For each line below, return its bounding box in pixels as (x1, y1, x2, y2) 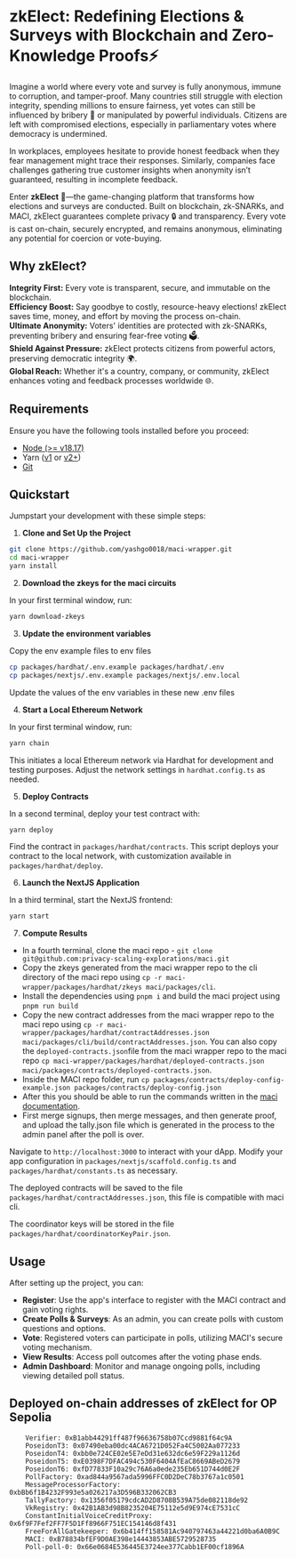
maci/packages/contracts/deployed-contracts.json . (21, 1065, 212, 1075)
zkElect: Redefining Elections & (9, 6, 244, 27)
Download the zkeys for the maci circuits (21, 578, 177, 588)
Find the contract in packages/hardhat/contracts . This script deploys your (9, 841, 279, 852)
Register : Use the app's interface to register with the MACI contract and (21, 1295, 286, 1306)
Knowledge (9, 46, 96, 66)
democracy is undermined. (9, 128, 108, 139)
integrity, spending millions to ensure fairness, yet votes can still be (9, 100, 256, 110)
